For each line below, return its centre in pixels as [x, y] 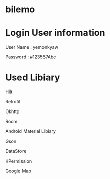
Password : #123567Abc [31, 57]
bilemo [20, 9]
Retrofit [13, 102]
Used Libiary [33, 77]
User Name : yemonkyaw [32, 47]
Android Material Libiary [31, 131]
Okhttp [13, 111]
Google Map [18, 171]
